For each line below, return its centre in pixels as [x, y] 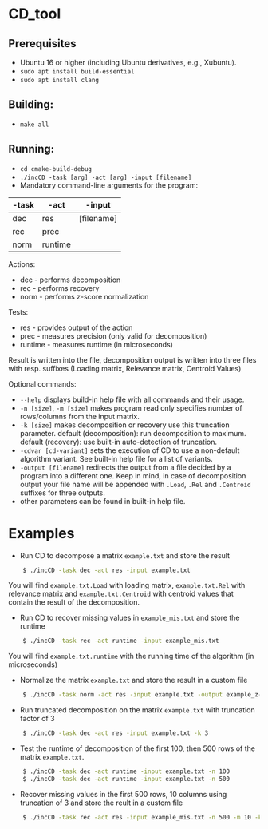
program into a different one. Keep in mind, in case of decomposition [133, 475]
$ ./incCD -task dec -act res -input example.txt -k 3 [116, 733]
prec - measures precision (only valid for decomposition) [113, 335]
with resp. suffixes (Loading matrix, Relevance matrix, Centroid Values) [125, 368]
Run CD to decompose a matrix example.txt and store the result [124, 555]
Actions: [22, 264]
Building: [31, 105]
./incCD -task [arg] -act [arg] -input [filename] [106, 177]
